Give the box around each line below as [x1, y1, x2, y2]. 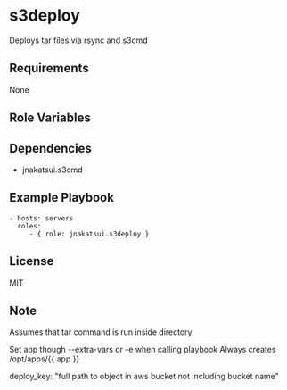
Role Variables [9, 111, 91, 126]
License [9, 253, 54, 269]
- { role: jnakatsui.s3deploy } [29, 229, 150, 238]
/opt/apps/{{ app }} [9, 353, 80, 364]
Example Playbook [9, 190, 114, 205]
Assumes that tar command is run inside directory [9, 327, 193, 337]
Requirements [9, 61, 89, 76]
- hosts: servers [9, 213, 74, 223]
